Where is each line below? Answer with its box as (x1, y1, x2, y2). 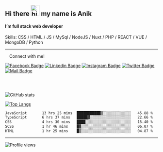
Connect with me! (9, 53, 45, 59)
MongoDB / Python (5, 39, 44, 45)
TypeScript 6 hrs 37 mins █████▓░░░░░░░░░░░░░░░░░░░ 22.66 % (5, 115, 153, 120)
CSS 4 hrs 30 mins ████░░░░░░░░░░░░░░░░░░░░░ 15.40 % (5, 119, 153, 124)
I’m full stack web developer (5, 23, 63, 29)
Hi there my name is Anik (5, 10, 92, 18)
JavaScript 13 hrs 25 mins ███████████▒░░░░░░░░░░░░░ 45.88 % (5, 110, 153, 116)
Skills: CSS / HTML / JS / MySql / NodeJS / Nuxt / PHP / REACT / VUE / (5, 34, 147, 40)
